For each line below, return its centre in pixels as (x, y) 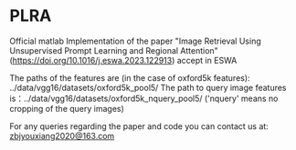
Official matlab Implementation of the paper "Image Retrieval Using (136, 41)
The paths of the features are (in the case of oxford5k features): (130, 77)
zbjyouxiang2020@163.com (62, 135)
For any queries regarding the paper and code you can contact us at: (139, 126)
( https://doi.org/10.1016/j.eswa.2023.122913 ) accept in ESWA (123, 60)
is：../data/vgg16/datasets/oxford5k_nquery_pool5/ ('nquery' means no (144, 98)
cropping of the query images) (67, 108)
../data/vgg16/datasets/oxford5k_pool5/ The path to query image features (148, 87)
